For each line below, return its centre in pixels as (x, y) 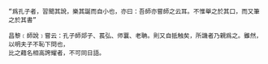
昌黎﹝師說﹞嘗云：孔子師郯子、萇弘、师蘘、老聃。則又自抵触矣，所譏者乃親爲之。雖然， (135, 36)
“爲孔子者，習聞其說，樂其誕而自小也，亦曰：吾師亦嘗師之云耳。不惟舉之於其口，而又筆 (134, 11)
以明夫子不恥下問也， (39, 45)
